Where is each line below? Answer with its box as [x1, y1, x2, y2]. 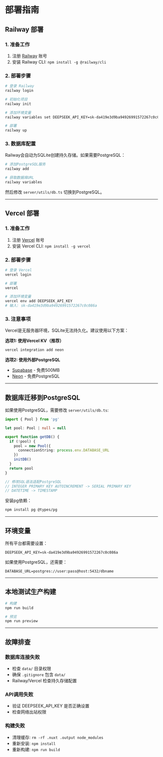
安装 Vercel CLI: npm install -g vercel [12, 243, 91, 249]
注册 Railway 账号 [12, 53, 48, 59]
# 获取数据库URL [5, 175, 34, 180]
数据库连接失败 [5, 654, 40, 660]
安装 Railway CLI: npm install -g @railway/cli [12, 59, 107, 65]
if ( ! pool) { [9, 439, 36, 444]
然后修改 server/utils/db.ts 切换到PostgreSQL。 [5, 189, 105, 195]
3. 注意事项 [5, 316, 31, 322]
